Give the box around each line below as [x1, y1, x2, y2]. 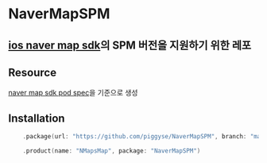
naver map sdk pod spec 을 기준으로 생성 [8, 88, 138, 98]
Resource [8, 65, 57, 80]
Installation [8, 111, 65, 125]
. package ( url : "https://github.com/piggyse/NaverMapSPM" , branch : [22, 133, 247, 141]
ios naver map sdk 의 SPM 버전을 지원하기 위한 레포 [8, 38, 252, 52]
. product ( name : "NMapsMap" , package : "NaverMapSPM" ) [22, 147, 201, 155]
